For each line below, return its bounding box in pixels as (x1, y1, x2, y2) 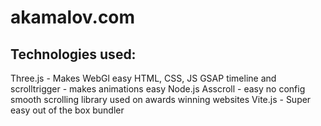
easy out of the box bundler (10, 104, 125, 116)
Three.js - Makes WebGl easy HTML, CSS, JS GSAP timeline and (10, 72, 277, 84)
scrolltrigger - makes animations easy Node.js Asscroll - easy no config (10, 83, 306, 95)
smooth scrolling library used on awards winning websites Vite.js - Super (10, 94, 312, 105)
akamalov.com (10, 6, 136, 29)
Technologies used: (10, 46, 137, 63)
